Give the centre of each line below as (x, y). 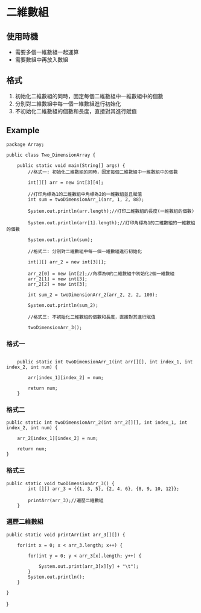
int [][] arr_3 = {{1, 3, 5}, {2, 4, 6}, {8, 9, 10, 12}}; (104, 489)
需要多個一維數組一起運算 (47, 52)
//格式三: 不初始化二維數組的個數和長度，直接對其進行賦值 (92, 317)
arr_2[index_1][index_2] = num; (58, 439)
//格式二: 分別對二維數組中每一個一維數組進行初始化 (85, 251)
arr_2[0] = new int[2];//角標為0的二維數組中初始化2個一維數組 (101, 274)
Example (23, 130)
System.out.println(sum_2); (63, 305)
